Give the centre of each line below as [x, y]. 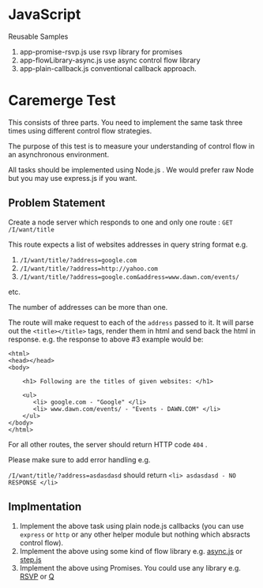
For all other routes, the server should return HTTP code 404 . [108, 444]
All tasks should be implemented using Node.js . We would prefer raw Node [131, 170]
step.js [30, 560]
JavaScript [45, 15]
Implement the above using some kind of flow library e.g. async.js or [131, 551]
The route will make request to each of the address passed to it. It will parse [131, 322]
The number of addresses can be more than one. [88, 307]
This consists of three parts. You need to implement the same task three [126, 122]
